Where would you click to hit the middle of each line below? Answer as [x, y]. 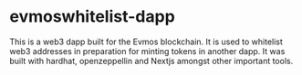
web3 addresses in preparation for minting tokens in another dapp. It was [147, 51]
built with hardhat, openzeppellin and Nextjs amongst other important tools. [151, 61]
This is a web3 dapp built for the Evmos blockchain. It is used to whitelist [146, 42]
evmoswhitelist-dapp [92, 17]
